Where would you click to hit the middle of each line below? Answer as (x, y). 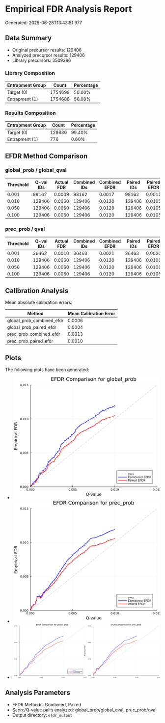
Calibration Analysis (37, 291)
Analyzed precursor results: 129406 (48, 55)
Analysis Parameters (38, 693)
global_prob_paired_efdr (32, 327)
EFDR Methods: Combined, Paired (47, 704)
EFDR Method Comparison (46, 156)
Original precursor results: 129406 (47, 50)
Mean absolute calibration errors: (39, 302)
